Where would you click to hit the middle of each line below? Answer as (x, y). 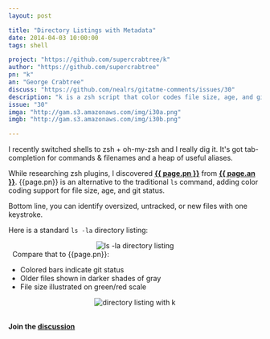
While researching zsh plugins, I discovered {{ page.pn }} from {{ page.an (132, 174)
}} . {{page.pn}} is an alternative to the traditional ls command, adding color (133, 182)
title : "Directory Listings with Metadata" (82, 30)
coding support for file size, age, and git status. (87, 190)
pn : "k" (21, 75)
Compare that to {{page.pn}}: (61, 255)
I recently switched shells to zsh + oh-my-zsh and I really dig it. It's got (126, 149)
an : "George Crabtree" (46, 82)
